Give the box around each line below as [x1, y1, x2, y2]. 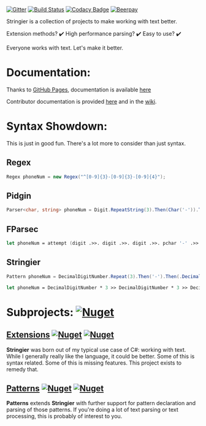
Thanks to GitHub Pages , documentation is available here [6, 86, 151, 93]
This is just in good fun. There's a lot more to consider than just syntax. [6, 139, 186, 147]
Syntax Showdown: [6, 120, 108, 133]
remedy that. [6, 365, 39, 373]
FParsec [6, 224, 39, 234]
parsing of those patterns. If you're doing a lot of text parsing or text [6, 406, 179, 414]
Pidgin [6, 190, 32, 201]
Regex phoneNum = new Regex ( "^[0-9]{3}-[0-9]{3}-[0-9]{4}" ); [6, 174, 166, 180]
